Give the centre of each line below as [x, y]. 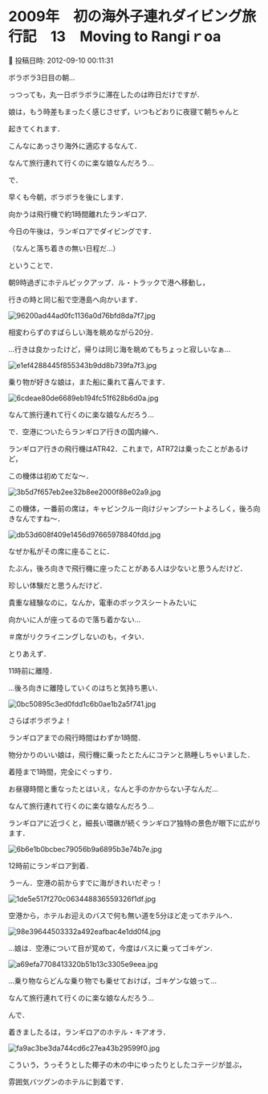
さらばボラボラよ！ [40, 720]
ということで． [33, 265]
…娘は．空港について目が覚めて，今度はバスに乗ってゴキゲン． [113, 948]
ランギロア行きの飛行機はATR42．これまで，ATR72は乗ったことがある [125, 449]
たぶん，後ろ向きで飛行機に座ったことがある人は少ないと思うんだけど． [128, 568]
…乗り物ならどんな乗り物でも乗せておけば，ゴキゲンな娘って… [113, 981]
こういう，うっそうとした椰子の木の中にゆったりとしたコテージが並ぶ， [127, 1064]
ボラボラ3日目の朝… [42, 77]
